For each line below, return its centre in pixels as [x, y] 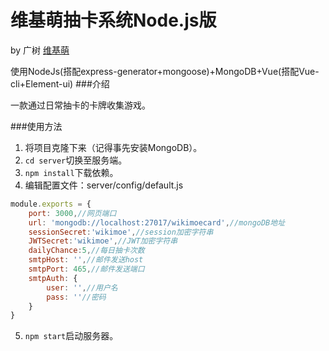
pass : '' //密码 [76, 297]
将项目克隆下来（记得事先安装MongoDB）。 [113, 147]
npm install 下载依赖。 [71, 172]
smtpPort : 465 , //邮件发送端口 [86, 269]
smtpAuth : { [53, 278]
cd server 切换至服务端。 [76, 160]
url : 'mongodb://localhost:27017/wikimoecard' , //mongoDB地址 [157, 222]
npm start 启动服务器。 [71, 336]
